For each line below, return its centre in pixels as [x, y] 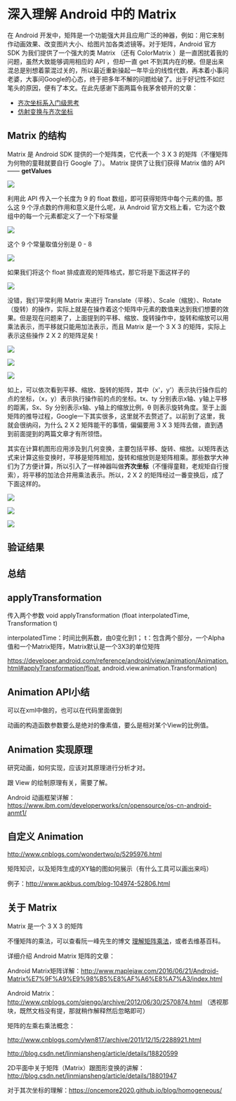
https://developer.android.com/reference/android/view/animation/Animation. [118, 661]
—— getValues [29, 171]
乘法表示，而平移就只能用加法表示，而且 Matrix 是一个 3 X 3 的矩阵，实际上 [117, 327]
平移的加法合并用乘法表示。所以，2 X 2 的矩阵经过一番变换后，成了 [126, 475]
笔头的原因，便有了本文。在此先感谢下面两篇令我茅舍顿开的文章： [103, 88]
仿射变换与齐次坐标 [45, 111]
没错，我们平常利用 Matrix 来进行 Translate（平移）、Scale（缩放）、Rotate [114, 300]
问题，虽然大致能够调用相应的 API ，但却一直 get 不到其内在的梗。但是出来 [116, 61]
